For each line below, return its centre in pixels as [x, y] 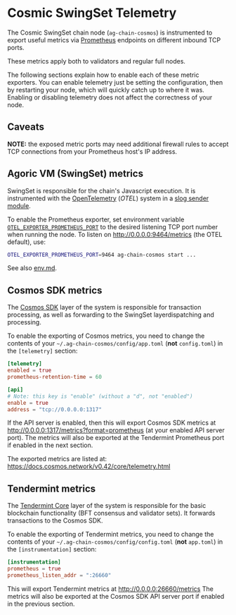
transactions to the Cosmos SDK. [55, 520]
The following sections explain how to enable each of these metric [103, 75]
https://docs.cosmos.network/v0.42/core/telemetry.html [89, 466]
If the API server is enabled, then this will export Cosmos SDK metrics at [112, 423]
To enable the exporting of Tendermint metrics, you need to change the [111, 535]
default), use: [26, 242]
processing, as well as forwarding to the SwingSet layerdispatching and [111, 315]
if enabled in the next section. [50, 445]
